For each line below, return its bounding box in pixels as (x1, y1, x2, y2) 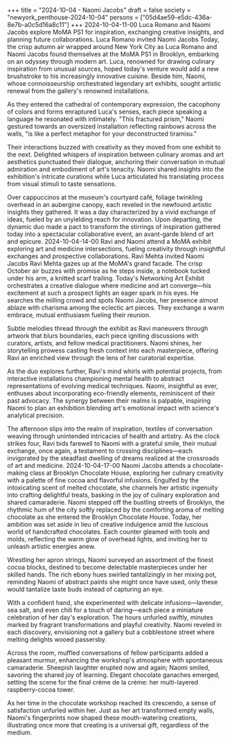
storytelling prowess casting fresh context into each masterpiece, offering (7, 346, 219, 354)
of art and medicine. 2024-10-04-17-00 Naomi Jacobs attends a (7, 462, 191, 469)
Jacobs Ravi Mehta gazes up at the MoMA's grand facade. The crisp (7, 260, 203, 267)
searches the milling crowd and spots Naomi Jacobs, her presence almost (7, 296, 219, 304)
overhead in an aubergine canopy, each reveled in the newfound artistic (7, 201, 213, 208)
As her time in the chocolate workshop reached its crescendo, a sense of (7, 699, 216, 707)
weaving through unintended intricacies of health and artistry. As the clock (7, 432, 220, 440)
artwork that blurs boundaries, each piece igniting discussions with (7, 332, 199, 340)
